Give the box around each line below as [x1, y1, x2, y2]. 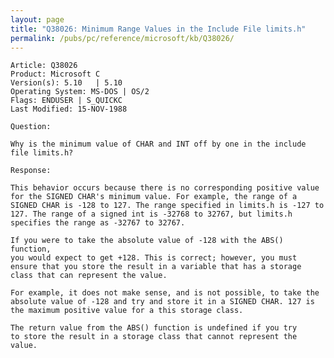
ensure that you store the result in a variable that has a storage [10, 262, 302, 272]
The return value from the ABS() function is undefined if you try [10, 323, 298, 333]
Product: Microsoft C [10, 69, 101, 80]
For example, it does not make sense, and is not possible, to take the [10, 288, 320, 298]
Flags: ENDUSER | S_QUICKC [10, 96, 123, 106]
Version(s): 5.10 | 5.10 [10, 78, 123, 88]
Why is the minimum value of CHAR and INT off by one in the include [10, 139, 307, 150]
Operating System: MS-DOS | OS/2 [10, 87, 150, 97]
